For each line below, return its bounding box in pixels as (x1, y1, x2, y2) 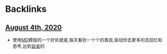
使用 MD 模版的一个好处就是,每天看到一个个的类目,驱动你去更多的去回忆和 (12, 37, 162, 43)
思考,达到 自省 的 (12, 43, 45, 49)
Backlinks (5, 3, 47, 15)
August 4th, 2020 (5, 23, 62, 32)
